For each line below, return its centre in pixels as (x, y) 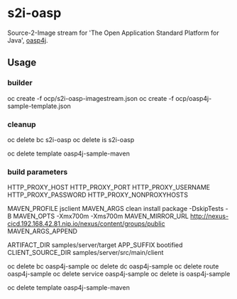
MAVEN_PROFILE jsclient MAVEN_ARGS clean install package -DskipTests (116, 209)
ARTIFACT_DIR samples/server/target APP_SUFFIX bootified (95, 245)
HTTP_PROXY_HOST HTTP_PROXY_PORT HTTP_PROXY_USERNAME (109, 187)
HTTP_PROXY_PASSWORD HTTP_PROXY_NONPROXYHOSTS (98, 195)
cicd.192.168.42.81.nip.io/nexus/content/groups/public (86, 224)
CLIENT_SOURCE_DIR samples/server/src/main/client (86, 253)
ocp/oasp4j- (193, 98)
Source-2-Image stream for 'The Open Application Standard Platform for (113, 33)
